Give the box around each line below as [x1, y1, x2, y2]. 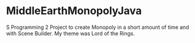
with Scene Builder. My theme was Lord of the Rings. [6, 29, 135, 37]
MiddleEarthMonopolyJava [6, 4, 142, 18]
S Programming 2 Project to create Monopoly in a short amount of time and [6, 24, 189, 31]
